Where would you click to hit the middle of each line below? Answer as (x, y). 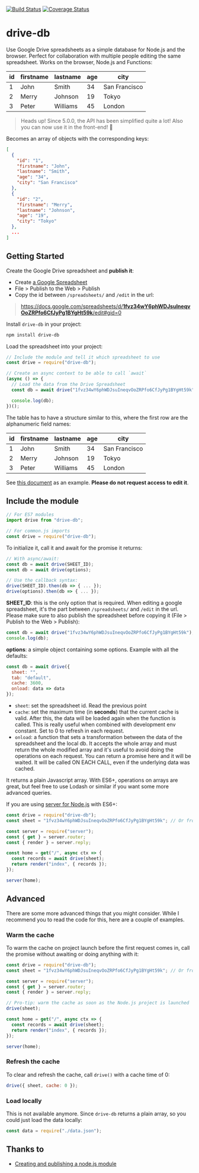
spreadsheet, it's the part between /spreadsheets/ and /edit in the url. (92, 609)
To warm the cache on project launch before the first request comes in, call (98, 947)
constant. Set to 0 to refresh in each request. (69, 731)
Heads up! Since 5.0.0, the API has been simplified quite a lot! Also (102, 121)
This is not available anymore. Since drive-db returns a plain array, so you (96, 1114)
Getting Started (35, 256)
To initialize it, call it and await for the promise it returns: (74, 548)
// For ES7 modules (30, 515)
